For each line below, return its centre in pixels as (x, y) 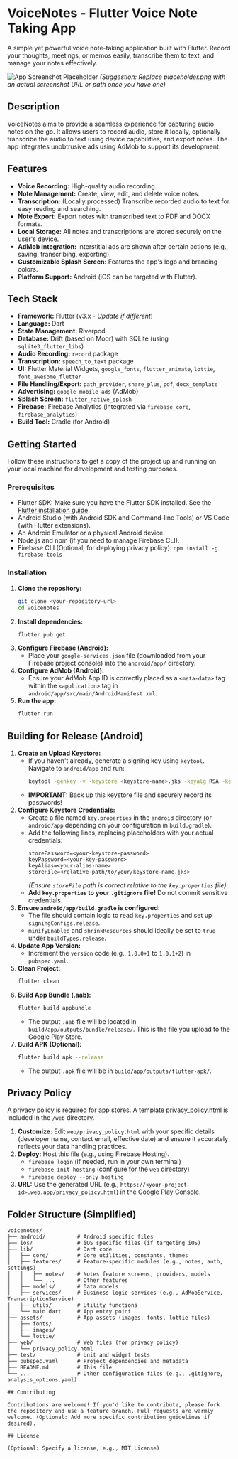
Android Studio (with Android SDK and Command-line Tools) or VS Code (123, 518)
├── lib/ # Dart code (60, 1249)
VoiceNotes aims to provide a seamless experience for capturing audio (111, 124)
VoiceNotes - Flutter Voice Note (103, 13)
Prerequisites (31, 487)
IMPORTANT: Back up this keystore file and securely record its (120, 795)
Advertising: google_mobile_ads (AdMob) (78, 392)
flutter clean (38, 981)
